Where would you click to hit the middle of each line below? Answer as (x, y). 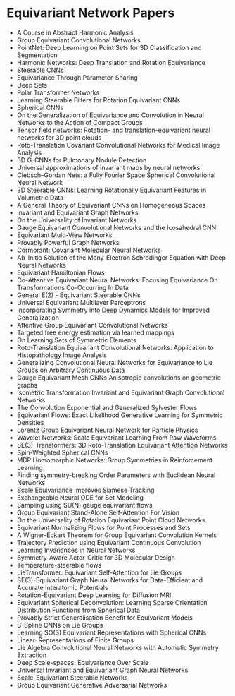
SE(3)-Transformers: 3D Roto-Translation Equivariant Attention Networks (122, 445)
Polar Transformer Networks (58, 92)
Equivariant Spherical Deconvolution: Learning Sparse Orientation (112, 602)
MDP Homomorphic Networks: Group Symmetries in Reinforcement (114, 460)
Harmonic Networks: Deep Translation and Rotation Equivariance (111, 62)
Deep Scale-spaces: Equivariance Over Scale (83, 662)
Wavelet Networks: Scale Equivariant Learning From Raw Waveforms (116, 437)
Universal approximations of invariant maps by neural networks (108, 167)
